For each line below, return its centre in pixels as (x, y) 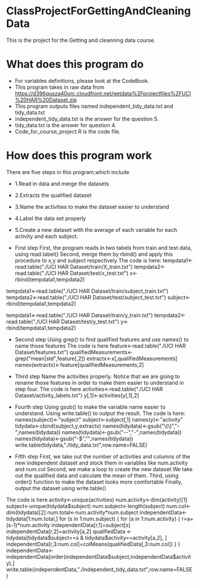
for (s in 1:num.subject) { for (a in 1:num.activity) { (120, 519)
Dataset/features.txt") (41, 352)
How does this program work (79, 156)
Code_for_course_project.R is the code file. (68, 131)
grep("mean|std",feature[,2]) (50, 358)
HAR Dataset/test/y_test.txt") (84, 321)
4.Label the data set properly (50, 218)
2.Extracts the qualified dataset (53, 195)
